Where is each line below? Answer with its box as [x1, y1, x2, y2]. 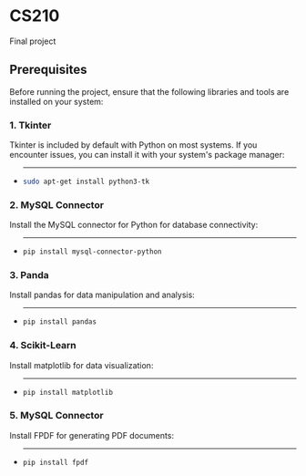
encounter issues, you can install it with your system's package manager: [9, 150, 285, 160]
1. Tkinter [9, 119, 52, 131]
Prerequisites [9, 62, 87, 78]
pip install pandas [22, 317, 97, 326]
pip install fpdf [22, 458, 89, 467]
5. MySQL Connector [9, 409, 104, 422]
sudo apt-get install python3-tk [22, 177, 150, 187]
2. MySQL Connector [9, 198, 105, 211]
